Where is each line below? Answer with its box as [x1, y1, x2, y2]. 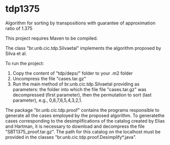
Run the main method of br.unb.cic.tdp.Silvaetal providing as [12, 81, 140, 87]
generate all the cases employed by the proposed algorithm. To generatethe [5, 112, 165, 119]
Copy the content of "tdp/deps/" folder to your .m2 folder [12, 70, 133, 76]
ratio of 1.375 [5, 25, 33, 31]
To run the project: [5, 60, 44, 66]
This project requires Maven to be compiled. [5, 35, 98, 41]
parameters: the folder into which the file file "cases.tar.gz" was [12, 86, 147, 92]
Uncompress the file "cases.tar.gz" [12, 75, 87, 81]
